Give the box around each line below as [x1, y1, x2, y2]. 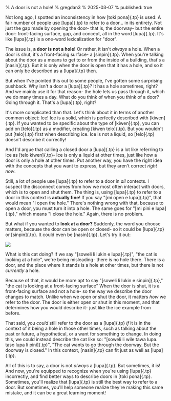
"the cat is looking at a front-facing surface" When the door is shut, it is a [5, 283, 160, 289]
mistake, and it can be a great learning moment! [5, 390, 106, 396]
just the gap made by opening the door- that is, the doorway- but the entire [5, 25, 164, 31]
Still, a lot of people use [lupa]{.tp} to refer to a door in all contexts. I [5, 178, 149, 184]
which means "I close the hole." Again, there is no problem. [18, 211, 144, 217]
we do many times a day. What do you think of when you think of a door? [5, 94, 159, 100]
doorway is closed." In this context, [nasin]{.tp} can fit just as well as [5, 347, 150, 353]
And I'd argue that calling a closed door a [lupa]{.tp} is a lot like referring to [5, 146, 164, 153]
